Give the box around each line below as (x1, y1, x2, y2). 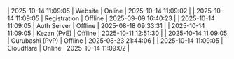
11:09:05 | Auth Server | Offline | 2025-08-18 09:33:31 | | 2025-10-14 (7, 22, 205, 29)
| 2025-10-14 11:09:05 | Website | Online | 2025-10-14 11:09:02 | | (7, 7, 195, 15)
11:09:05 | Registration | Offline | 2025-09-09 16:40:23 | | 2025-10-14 (15, 14, 215, 22)
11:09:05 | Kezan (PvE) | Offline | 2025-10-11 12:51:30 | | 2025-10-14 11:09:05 (7, 29, 228, 37)
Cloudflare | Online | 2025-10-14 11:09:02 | (7, 44, 130, 52)
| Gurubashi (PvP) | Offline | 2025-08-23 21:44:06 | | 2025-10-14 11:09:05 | (7, 37, 223, 45)
